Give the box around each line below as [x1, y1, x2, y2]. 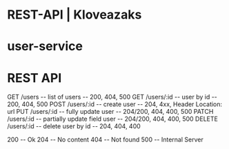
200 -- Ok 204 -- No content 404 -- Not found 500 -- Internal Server [7, 135, 203, 144]
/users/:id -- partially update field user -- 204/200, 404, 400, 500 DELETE [7, 115, 219, 123]
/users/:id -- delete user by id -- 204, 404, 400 [7, 122, 141, 130]
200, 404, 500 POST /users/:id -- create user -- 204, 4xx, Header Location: [7, 100, 223, 108]
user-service [7, 39, 83, 54]
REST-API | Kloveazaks [7, 7, 142, 23]
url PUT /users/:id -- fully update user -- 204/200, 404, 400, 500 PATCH [7, 108, 214, 116]
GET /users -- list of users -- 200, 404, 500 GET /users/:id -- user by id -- [7, 93, 217, 101]
